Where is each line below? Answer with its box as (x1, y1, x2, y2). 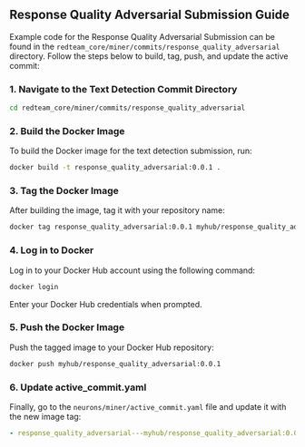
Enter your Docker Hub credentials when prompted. (9, 298, 202, 309)
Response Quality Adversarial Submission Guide (9, 7, 290, 23)
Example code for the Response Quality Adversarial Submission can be (9, 31, 275, 42)
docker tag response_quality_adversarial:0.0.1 (9, 222, 193, 232)
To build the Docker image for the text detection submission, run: (9, 145, 252, 157)
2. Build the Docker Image (9, 124, 125, 137)
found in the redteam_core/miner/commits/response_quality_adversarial (9, 41, 280, 52)
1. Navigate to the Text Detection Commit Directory (9, 83, 238, 95)
